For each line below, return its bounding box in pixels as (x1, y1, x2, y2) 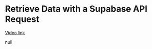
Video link (5, 30, 25, 35)
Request (5, 14, 40, 25)
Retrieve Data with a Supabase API (5, 3, 148, 15)
